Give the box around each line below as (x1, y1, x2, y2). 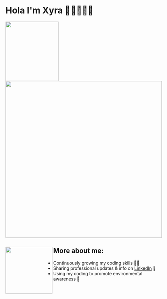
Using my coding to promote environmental (53, 270, 143, 276)
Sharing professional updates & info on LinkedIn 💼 (53, 265, 156, 271)
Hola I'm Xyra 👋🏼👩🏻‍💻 (5, 5, 94, 16)
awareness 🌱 (53, 276, 80, 282)
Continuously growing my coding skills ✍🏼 (53, 260, 140, 266)
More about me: (53, 247, 104, 255)
